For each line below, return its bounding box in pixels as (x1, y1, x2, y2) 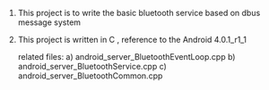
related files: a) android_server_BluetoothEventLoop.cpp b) (17, 52, 236, 61)
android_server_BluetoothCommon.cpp (17, 70, 163, 81)
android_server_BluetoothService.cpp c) (17, 61, 168, 71)
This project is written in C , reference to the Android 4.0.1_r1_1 (17, 35, 247, 45)
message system (17, 17, 82, 28)
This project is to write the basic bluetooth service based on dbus (17, 8, 261, 18)
